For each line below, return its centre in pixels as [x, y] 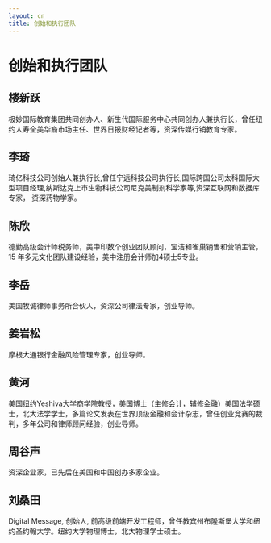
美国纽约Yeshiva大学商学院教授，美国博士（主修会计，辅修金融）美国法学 [131, 403]
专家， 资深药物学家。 [45, 198]
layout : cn [27, 16]
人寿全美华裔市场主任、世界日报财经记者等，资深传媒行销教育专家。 [128, 129]
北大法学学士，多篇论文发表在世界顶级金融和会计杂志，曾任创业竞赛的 [139, 413]
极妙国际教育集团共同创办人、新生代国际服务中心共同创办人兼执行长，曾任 [132, 119]
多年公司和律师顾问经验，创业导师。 [82, 424]
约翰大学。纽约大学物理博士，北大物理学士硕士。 [104, 531]
